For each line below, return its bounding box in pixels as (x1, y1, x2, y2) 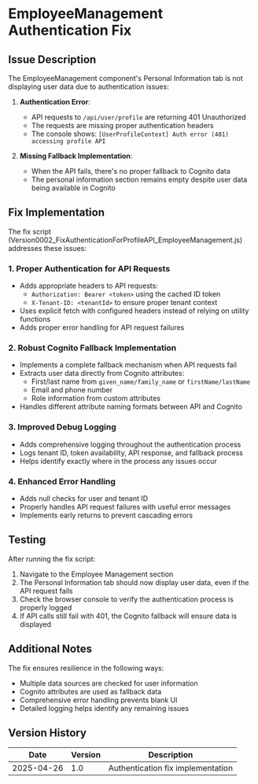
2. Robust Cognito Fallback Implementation (8, 343, 177, 354)
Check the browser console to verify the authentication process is (19, 594, 234, 604)
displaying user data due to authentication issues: (8, 82, 169, 91)
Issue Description (8, 53, 97, 66)
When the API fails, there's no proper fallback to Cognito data (31, 167, 230, 175)
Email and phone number (31, 385, 112, 395)
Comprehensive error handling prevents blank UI (19, 695, 178, 705)
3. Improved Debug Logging (8, 421, 116, 432)
